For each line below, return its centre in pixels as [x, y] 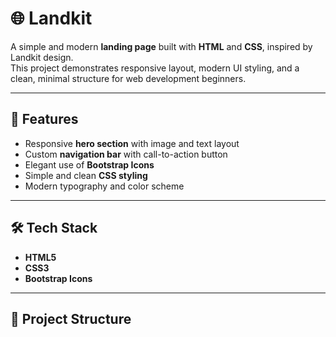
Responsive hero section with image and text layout [132, 143]
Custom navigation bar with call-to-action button [126, 154]
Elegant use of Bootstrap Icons [89, 164]
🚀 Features [44, 119]
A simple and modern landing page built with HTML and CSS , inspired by [161, 46]
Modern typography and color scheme [104, 186]
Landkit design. [42, 57]
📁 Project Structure [71, 318]
